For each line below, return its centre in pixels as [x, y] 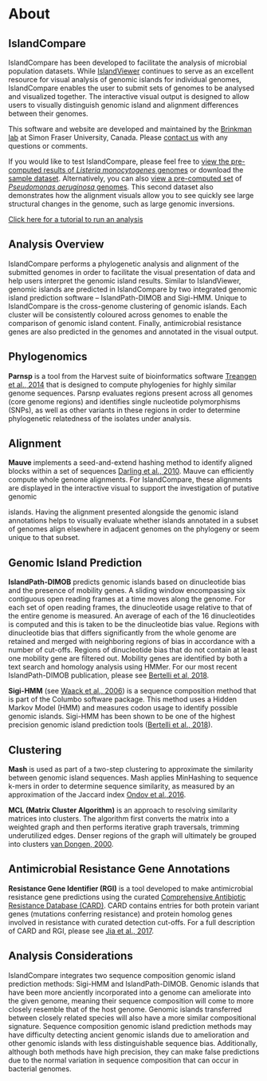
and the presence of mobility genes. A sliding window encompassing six [127, 590]
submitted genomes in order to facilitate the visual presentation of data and [132, 272]
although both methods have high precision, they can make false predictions [134, 1051]
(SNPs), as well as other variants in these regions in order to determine [124, 410]
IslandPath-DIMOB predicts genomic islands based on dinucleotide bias [127, 582]
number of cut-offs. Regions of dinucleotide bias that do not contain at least [133, 650]
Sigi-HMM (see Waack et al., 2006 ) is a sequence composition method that [132, 691]
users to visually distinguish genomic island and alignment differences [124, 105]
